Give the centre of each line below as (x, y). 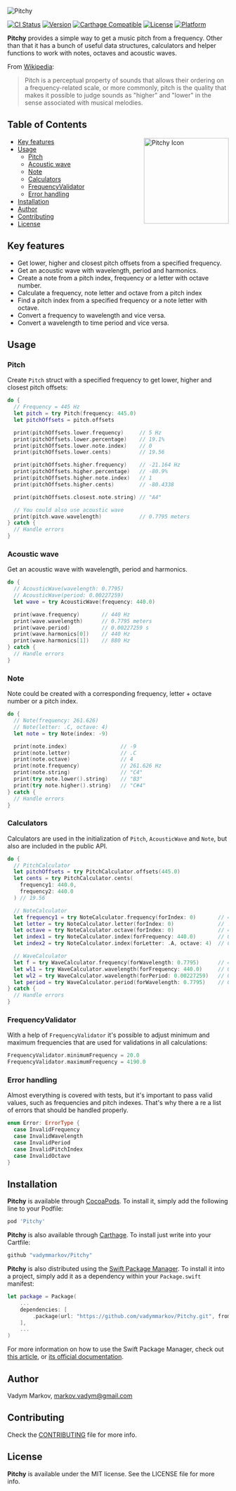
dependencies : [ (44, 1310)
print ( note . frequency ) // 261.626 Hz (87, 766)
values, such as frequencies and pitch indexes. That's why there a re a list (114, 1103)
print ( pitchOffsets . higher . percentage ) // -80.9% (91, 472)
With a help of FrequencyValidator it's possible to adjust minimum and (109, 1035)
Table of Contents (47, 125)
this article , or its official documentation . (66, 1357)
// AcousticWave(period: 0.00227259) (69, 595)
